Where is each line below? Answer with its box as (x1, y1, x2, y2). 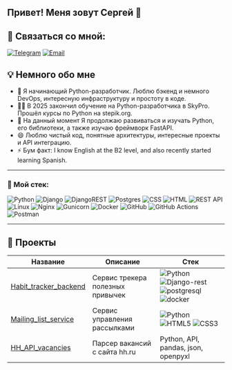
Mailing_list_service (10, 315, 75, 324)
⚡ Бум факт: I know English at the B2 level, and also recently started (17, 146, 212, 155)
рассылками (92, 323, 135, 333)
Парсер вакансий (92, 339, 152, 349)
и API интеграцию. (17, 139, 72, 147)
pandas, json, (159, 343, 204, 353)
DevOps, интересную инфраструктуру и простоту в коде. (17, 95, 186, 103)
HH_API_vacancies (10, 343, 71, 353)
